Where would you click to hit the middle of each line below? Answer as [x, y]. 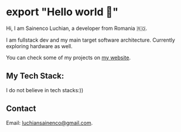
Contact [21, 109]
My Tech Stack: [35, 76]
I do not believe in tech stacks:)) [45, 90]
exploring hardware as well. [40, 46]
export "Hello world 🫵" [62, 12]
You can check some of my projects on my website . [69, 57]
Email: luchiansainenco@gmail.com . [49, 123]
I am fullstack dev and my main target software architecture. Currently [91, 40]
